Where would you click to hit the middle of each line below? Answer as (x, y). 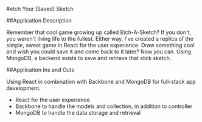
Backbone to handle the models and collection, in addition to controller (104, 106)
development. (23, 88)
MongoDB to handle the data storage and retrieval (78, 113)
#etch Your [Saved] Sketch (40, 9)
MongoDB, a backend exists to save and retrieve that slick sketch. (89, 58)
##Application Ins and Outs (40, 70)
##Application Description (39, 20)
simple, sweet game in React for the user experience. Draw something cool (100, 45)
